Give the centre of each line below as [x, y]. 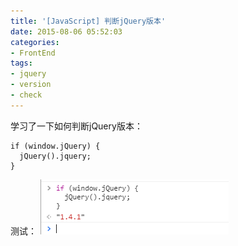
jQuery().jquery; [55, 156]
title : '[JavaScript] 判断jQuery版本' [88, 21]
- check [26, 95]
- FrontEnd [33, 53]
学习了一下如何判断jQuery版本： [76, 126]
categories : [35, 42]
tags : [21, 63]
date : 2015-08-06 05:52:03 [66, 31]
